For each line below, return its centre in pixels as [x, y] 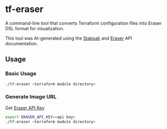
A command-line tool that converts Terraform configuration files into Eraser [83, 23]
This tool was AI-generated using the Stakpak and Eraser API [69, 38]
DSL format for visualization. [35, 28]
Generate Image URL [31, 97]
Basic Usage [21, 74]
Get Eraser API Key [25, 108]
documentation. [22, 43]
